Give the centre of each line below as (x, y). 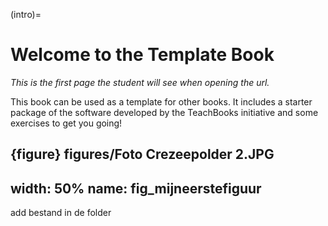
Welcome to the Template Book (142, 55)
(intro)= (26, 14)
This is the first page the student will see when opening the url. (140, 82)
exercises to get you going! (66, 123)
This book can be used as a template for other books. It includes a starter (161, 101)
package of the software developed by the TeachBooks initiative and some (164, 112)
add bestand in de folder (61, 213)
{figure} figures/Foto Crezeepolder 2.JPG (142, 154)
